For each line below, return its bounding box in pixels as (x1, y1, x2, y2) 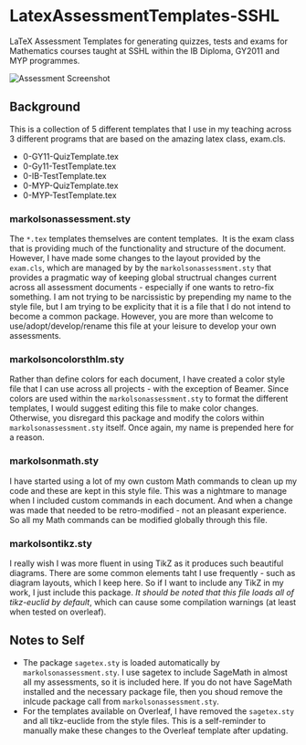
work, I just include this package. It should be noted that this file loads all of (9, 586, 295, 598)
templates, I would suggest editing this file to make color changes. (9, 403, 259, 414)
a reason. (9, 432, 46, 443)
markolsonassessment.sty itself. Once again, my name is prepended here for (9, 422, 294, 434)
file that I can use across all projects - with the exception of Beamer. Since (9, 383, 290, 394)
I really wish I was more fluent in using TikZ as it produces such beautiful (9, 558, 284, 569)
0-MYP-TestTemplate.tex (22, 189, 117, 201)
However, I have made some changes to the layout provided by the (9, 253, 261, 264)
